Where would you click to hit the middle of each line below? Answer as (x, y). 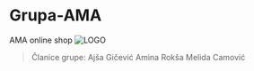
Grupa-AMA (56, 16)
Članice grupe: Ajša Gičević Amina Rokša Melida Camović (138, 57)
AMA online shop (41, 40)
